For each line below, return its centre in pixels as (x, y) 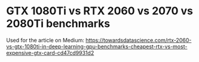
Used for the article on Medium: (45, 40)
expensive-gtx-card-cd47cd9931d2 (50, 52)
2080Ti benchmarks (58, 24)
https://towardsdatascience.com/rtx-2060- (139, 40)
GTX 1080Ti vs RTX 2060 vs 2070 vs (99, 11)
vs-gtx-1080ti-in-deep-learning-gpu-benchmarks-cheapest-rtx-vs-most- (97, 46)
